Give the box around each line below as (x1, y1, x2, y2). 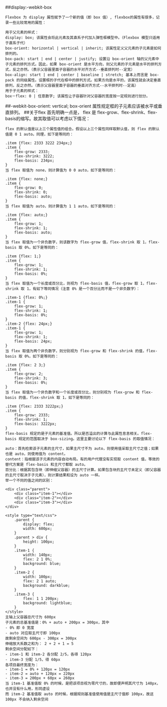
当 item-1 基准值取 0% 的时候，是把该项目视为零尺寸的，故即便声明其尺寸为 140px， (5, 681, 161, 686)
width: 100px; (23, 574, 52, 579)
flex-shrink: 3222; (14, 154, 55, 159)
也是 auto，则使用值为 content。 (5, 451, 68, 456)
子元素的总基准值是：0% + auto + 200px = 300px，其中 (5, 620, 110, 625)
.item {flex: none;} (5, 177, 48, 182)
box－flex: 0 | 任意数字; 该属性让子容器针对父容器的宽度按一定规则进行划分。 (5, 94, 151, 99)
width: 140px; (23, 552, 52, 557)
